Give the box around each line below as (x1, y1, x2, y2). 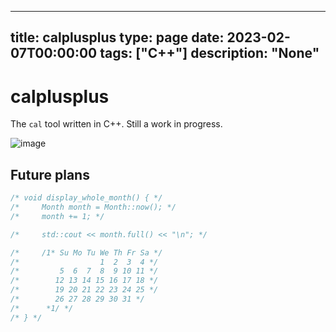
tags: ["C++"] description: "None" (99, 45, 320, 62)
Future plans (10, 166, 90, 183)
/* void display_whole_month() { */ (10, 193, 163, 203)
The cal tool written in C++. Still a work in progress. (10, 118, 223, 130)
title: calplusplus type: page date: (10, 29, 225, 46)
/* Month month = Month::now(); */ (10, 202, 177, 213)
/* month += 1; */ (10, 211, 105, 221)
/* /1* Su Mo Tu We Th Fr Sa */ (10, 247, 163, 258)
